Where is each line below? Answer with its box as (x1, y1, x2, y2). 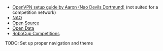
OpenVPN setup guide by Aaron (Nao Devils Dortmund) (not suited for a (12, 4, 159, 10)
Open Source (12, 20, 39, 26)
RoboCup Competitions (12, 31, 60, 36)
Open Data (12, 25, 34, 31)
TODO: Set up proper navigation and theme (5, 40, 93, 46)
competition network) (12, 9, 56, 15)
